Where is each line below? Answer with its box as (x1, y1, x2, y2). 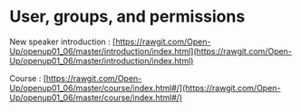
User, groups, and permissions (9, 6, 246, 27)
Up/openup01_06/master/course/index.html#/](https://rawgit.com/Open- (9, 82, 281, 93)
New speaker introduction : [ (9, 36, 116, 47)
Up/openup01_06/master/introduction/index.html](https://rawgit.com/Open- (9, 45, 293, 56)
